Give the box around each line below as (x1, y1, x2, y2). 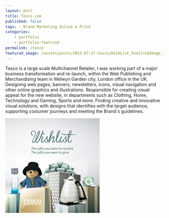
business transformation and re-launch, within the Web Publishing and (5, 71, 151, 77)
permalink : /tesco (5, 45, 44, 50)
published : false (5, 19, 42, 24)
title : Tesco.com (5, 13, 42, 19)
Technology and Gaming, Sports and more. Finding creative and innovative (5, 97, 160, 103)
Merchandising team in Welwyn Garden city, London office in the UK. (5, 76, 148, 82)
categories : (5, 29, 30, 35)
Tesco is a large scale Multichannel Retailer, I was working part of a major (5, 65, 158, 71)
